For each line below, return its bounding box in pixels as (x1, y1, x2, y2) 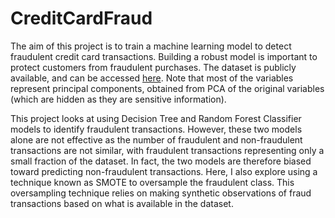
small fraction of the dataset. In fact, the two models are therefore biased (10, 155, 312, 167)
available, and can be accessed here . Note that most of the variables (10, 72, 294, 84)
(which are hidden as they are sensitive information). (10, 93, 227, 105)
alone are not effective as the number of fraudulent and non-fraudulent (10, 133, 303, 146)
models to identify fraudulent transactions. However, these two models (10, 123, 303, 135)
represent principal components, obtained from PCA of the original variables (10, 82, 325, 94)
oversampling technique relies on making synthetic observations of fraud (10, 187, 312, 199)
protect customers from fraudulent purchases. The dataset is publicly (10, 61, 297, 73)
